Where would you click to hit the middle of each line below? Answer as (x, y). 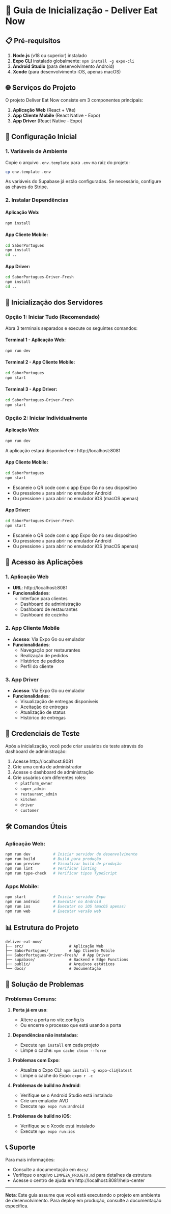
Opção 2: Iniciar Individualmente (46, 418)
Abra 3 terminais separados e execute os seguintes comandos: (72, 328)
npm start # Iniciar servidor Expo (55, 897)
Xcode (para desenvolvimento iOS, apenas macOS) (67, 72)
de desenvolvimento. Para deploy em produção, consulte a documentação (83, 1200)
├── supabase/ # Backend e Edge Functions (67, 960)
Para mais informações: (30, 1159)
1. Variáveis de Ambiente (36, 151)
